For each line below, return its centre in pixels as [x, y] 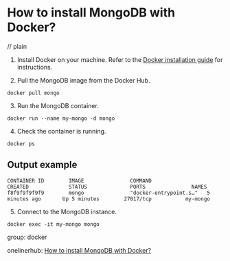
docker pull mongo [33, 93]
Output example [42, 165]
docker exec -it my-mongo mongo [53, 224]
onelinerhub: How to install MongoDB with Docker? [79, 250]
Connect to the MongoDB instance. [67, 211]
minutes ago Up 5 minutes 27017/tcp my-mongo [109, 199]
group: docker [27, 237]
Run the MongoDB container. [58, 105]
